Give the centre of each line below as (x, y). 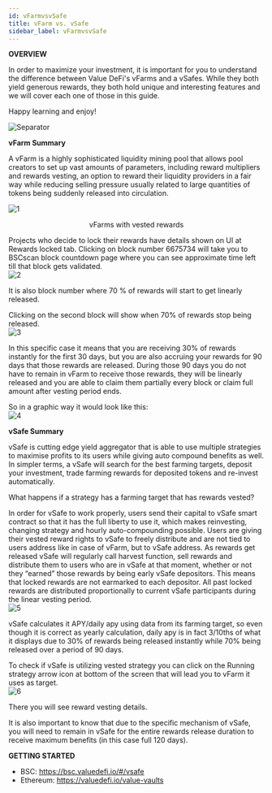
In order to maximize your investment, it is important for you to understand (133, 70)
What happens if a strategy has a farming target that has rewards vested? (132, 497)
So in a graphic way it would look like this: (78, 407)
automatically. (32, 482)
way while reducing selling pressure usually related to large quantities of (130, 184)
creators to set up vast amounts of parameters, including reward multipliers (134, 167)
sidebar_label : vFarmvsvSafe (58, 31)
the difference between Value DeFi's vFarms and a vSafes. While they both (134, 79)
